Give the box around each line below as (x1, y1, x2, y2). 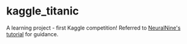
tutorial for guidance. (6, 30, 59, 37)
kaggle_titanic (6, 4, 79, 18)
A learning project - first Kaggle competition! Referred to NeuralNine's (6, 24, 181, 31)
